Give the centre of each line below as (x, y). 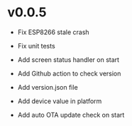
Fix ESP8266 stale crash (54, 32)
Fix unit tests (36, 46)
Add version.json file (48, 87)
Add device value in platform (60, 101)
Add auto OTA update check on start (71, 115)
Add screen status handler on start (68, 59)
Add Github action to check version (69, 73)
